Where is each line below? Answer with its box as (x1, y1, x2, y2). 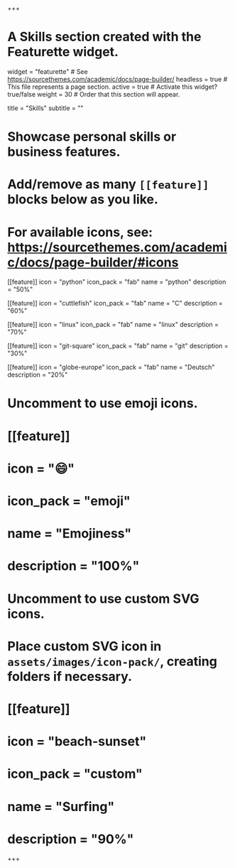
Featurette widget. (7, 44, 119, 60)
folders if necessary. (7, 668, 133, 685)
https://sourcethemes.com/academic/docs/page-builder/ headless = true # (7, 75, 228, 83)
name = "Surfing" (7, 798, 115, 815)
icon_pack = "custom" (7, 766, 143, 782)
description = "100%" (7, 558, 140, 574)
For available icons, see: (7, 224, 153, 240)
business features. (7, 144, 121, 160)
